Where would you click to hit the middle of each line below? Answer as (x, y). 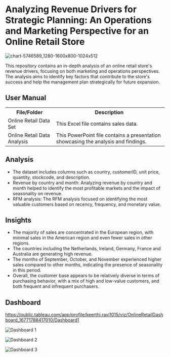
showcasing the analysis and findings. (101, 141)
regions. (21, 243)
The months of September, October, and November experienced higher (87, 259)
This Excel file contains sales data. (97, 124)
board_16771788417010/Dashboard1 (42, 320)
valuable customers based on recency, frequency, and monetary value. (87, 204)
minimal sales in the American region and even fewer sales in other (82, 238)
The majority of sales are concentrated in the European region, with (83, 232)
